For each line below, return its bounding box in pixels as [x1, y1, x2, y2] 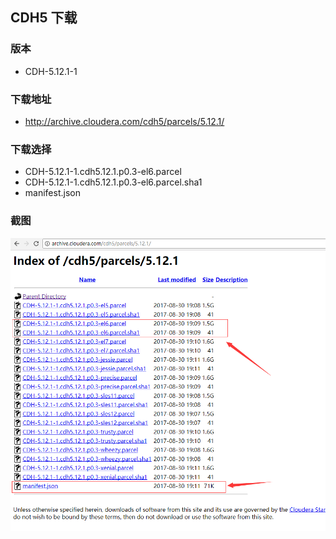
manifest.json [24, 187, 81, 199]
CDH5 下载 [10, 9, 78, 27]
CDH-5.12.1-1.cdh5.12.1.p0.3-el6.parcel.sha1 [24, 176, 203, 188]
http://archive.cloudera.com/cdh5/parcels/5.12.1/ [24, 115, 225, 127]
